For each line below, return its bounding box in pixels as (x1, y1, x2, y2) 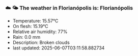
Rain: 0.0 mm (12, 34, 41, 40)
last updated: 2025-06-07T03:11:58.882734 (12, 45, 105, 51)
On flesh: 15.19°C (12, 23, 48, 30)
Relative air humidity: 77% (12, 29, 68, 35)
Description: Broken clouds (12, 40, 70, 46)
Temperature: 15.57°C (12, 18, 59, 24)
